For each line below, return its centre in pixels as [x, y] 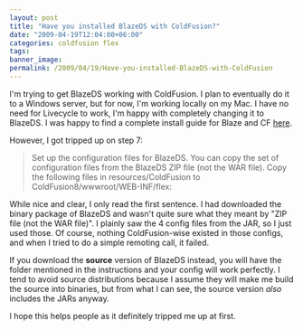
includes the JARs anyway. [60, 298]
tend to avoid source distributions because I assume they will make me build [151, 279]
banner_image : [36, 60]
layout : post [34, 18]
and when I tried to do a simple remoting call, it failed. [109, 242]
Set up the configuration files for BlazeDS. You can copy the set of [155, 157]
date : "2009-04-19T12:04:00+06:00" [76, 34]
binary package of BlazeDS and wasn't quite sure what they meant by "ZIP [148, 213]
